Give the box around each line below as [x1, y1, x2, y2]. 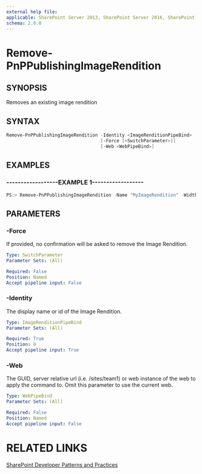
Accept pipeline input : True [6, 347, 79, 353]
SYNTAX [6, 116, 40, 127]
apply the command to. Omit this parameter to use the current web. [6, 381, 173, 389]
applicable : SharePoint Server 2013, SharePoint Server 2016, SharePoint [6, 14, 195, 21]
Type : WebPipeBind [6, 393, 52, 399]
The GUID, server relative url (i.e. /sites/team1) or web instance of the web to [6, 375, 196, 382]
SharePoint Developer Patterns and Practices [6, 461, 118, 468]
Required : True [6, 336, 44, 342]
